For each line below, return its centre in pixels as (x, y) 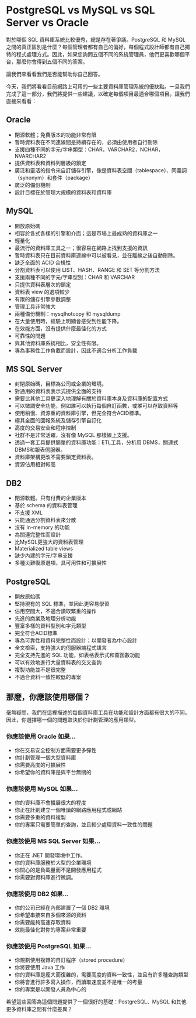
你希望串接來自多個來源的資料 (50, 915)
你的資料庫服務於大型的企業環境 (53, 862)
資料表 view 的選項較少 (42, 292)
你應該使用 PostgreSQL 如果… (49, 946)
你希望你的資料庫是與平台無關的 (53, 772)
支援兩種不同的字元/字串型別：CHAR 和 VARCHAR (75, 277)
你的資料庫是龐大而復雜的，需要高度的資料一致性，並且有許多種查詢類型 (101, 975)
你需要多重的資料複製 (40, 817)
